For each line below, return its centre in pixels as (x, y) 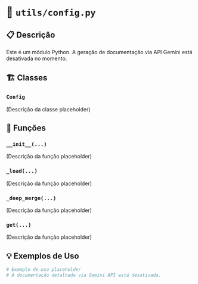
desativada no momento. (37, 58)
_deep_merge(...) (31, 198)
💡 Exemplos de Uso (43, 256)
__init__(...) (27, 144)
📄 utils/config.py (51, 12)
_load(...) (22, 171)
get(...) (19, 225)
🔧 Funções (26, 128)
